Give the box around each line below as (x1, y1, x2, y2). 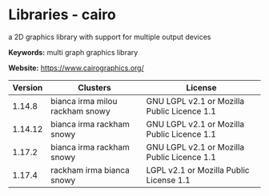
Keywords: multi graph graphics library (8, 47, 139, 57)
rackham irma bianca (50, 164, 130, 175)
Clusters (78, 82, 111, 93)
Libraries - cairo (8, 6, 116, 24)
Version (12, 82, 43, 93)
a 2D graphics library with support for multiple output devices (8, 32, 211, 42)
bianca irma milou (50, 95, 118, 106)
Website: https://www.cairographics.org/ (8, 62, 144, 73)
